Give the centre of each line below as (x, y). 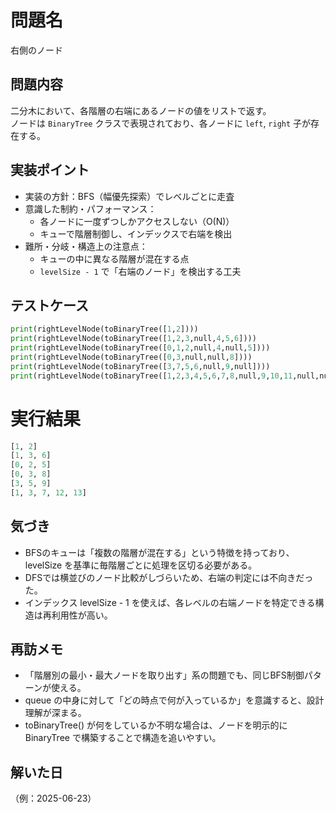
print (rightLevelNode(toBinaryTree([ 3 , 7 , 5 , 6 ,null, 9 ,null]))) (140, 366)
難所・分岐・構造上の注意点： (86, 246)
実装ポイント (50, 170)
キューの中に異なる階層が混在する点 (114, 258)
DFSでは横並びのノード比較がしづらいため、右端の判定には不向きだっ (169, 577)
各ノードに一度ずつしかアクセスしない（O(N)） (137, 221)
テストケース (49, 305)
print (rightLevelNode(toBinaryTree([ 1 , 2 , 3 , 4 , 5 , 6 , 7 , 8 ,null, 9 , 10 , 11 (151, 376)
